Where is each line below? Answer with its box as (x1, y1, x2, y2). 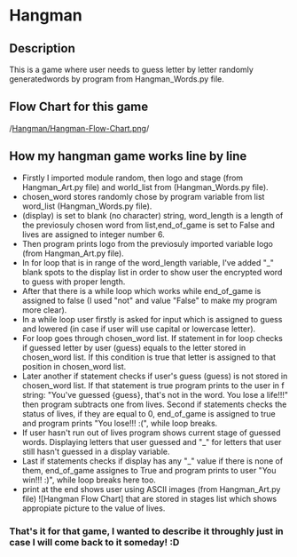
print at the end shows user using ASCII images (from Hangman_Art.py (21, 483, 281, 494)
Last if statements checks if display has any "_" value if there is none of (21, 455, 284, 466)
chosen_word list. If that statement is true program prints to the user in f (21, 379, 285, 391)
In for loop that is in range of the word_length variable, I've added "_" (21, 257, 275, 267)
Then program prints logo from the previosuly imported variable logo (21, 238, 273, 249)
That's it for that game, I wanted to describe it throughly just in (9, 525, 284, 537)
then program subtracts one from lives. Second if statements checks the (21, 399, 287, 410)
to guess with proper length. (21, 276, 126, 287)
